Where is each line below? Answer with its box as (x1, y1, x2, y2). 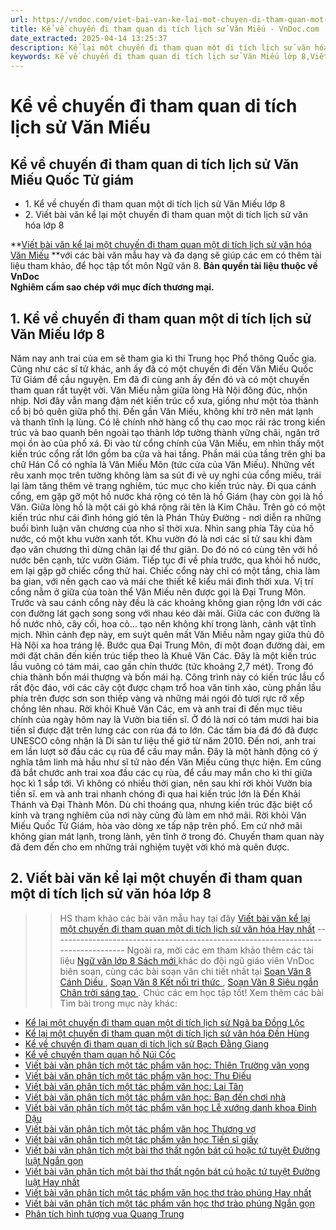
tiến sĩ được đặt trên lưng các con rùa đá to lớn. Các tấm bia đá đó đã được (10, 724, 319, 736)
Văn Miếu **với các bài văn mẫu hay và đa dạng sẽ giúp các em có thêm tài (10, 249, 322, 261)
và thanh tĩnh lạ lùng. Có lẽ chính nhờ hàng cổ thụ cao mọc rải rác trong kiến (10, 416, 326, 428)
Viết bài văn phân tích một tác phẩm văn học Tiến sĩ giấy (24, 1133, 259, 1145)
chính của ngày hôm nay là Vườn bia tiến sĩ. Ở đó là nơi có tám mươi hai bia (10, 713, 319, 725)
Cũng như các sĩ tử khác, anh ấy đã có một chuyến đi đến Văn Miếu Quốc (10, 362, 314, 375)
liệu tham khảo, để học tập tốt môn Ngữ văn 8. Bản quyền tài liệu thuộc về (10, 260, 318, 272)
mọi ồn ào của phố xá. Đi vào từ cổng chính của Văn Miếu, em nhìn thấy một (10, 437, 325, 449)
